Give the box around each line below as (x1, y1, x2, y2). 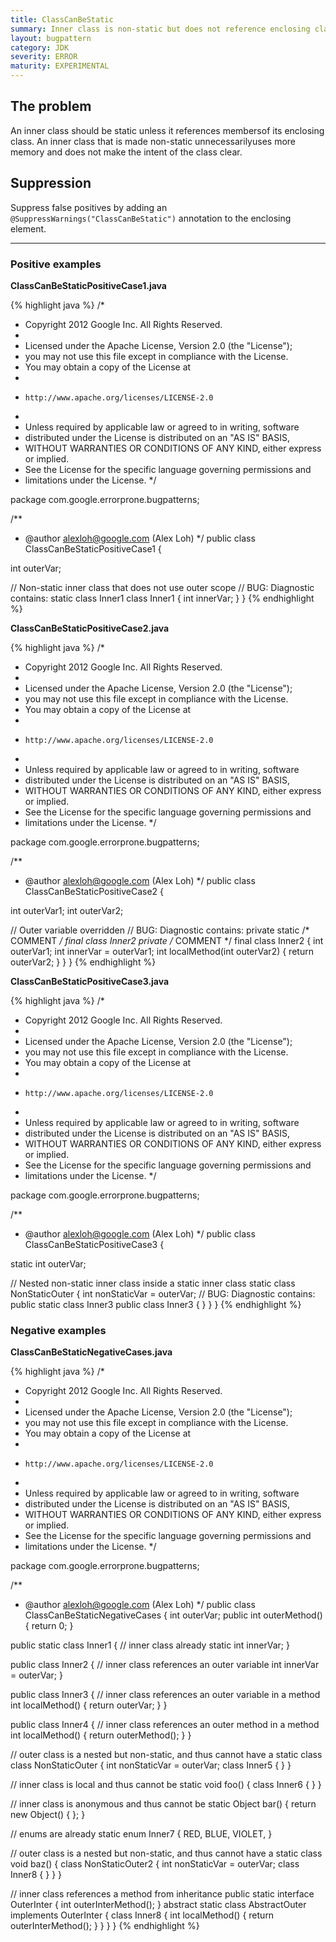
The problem (10, 98, 92, 115)
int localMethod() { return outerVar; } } (10, 1699, 168, 1711)
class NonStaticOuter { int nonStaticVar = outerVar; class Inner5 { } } (10, 1759, 292, 1771)
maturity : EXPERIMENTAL (10, 61, 110, 71)
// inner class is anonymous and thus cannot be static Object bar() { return (10, 1798, 317, 1810)
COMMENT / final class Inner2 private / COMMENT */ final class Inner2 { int (10, 934, 324, 946)
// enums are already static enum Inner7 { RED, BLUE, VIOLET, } (10, 1828, 273, 1840)
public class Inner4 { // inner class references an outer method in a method (10, 1719, 320, 1731)
